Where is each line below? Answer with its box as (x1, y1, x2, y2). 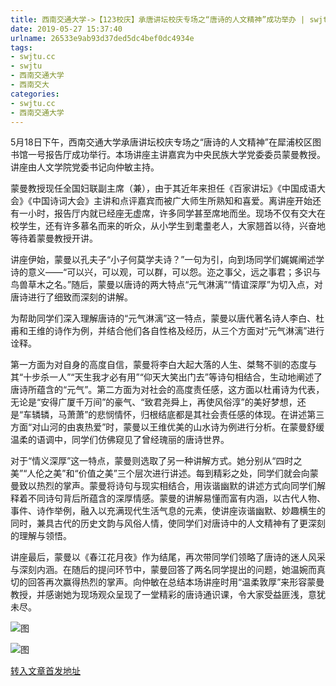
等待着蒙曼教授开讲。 (10, 232, 98, 245)
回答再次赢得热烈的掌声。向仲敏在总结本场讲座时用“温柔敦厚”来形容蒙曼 (27, 576, 325, 588)
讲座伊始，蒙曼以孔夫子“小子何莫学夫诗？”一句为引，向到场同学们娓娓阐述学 (10, 254, 325, 266)
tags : (10, 42, 33, 53)
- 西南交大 (10, 80, 50, 90)
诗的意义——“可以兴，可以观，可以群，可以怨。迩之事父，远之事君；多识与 (10, 266, 322, 278)
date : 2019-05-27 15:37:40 (10, 24, 123, 34)
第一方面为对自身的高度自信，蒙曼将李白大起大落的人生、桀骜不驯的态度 (10, 359, 308, 371)
